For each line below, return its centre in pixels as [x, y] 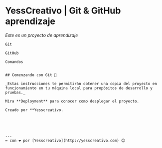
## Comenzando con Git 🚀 [31, 75]
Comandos [14, 62]
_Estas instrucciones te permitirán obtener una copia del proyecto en [81, 83]
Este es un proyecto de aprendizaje [42, 35]
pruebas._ [15, 92]
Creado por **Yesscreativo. [34, 110]
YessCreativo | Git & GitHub [63, 11]
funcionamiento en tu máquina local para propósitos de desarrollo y [79, 88]
